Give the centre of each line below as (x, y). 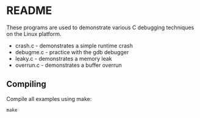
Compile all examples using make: (49, 99)
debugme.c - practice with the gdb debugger (72, 52)
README (29, 11)
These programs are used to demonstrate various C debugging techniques (100, 27)
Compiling (27, 84)
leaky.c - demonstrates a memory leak (63, 58)
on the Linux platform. (34, 33)
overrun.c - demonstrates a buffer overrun (68, 65)
